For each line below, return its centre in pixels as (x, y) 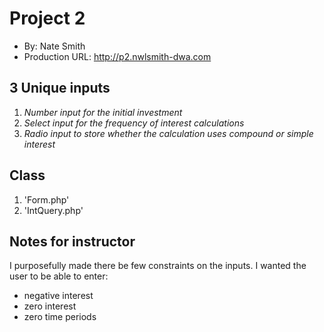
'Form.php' (46, 199)
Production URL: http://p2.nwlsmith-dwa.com (117, 56)
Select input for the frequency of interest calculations (134, 123)
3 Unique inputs (60, 88)
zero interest (50, 306)
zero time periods (60, 317)
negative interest (58, 296)
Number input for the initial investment (103, 112)
